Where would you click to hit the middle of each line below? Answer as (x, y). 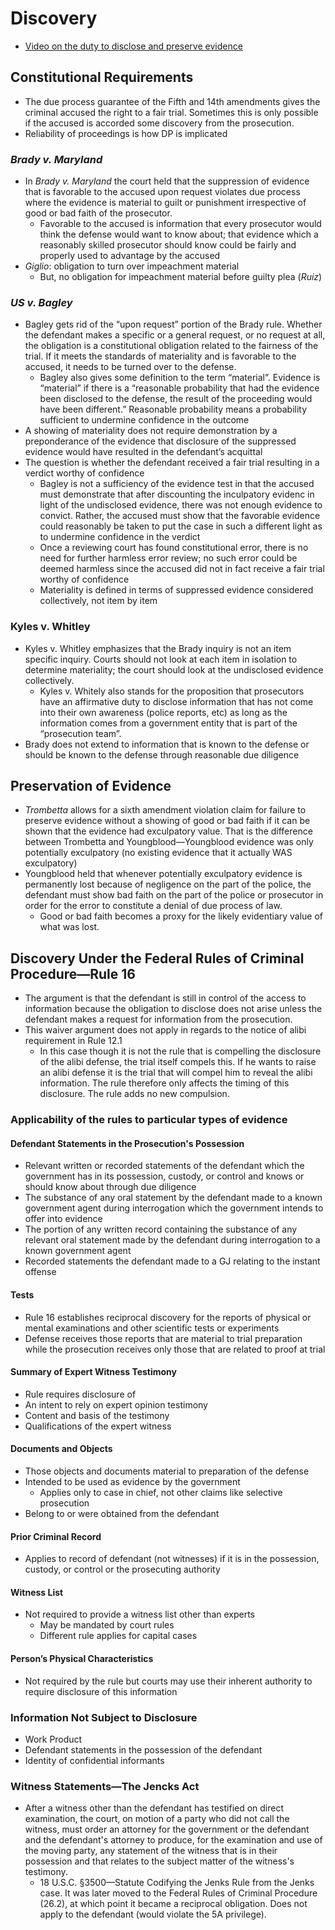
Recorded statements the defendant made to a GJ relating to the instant (172, 1261)
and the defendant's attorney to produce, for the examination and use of (173, 1840)
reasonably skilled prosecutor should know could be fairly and (168, 245)
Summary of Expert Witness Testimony (94, 1372)
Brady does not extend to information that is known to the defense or (167, 744)
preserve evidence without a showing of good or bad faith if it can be (167, 821)
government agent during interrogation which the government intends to (174, 1208)
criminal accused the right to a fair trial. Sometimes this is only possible (171, 112)
